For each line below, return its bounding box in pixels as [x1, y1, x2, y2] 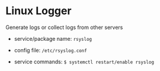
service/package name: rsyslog [14, 35, 92, 42]
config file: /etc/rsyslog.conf [14, 46, 87, 54]
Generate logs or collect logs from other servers [5, 24, 123, 31]
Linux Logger [5, 4, 72, 18]
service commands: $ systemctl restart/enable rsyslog [14, 58, 155, 65]
